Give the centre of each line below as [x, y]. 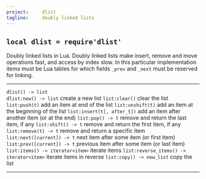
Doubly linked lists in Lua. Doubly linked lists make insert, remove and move [102, 56]
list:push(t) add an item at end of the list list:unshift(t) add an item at [100, 105]
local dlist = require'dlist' [64, 42]
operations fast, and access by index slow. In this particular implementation [101, 63]
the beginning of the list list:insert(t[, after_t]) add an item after [93, 112]
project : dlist [31, 12]
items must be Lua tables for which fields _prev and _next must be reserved [102, 69]
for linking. [20, 75]
